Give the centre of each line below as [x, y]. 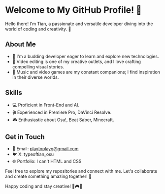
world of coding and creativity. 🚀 [38, 29]
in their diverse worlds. [35, 77]
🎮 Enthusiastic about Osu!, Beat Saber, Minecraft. [63, 120]
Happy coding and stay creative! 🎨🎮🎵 [44, 186]
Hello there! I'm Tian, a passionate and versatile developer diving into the [79, 24]
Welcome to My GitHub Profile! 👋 [73, 10]
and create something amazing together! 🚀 [49, 176]
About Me [20, 45]
